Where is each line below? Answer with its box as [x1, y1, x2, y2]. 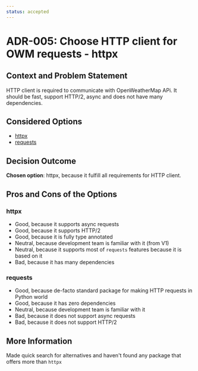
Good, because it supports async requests [14, 220, 120, 227]
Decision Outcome [6, 156, 76, 166]
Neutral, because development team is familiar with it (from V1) [14, 239, 169, 246]
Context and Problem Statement [6, 71, 128, 81]
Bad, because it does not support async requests [14, 313, 136, 320]
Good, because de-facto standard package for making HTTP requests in [14, 287, 193, 294]
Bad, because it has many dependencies [14, 258, 115, 265]
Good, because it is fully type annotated [14, 233, 113, 240]
